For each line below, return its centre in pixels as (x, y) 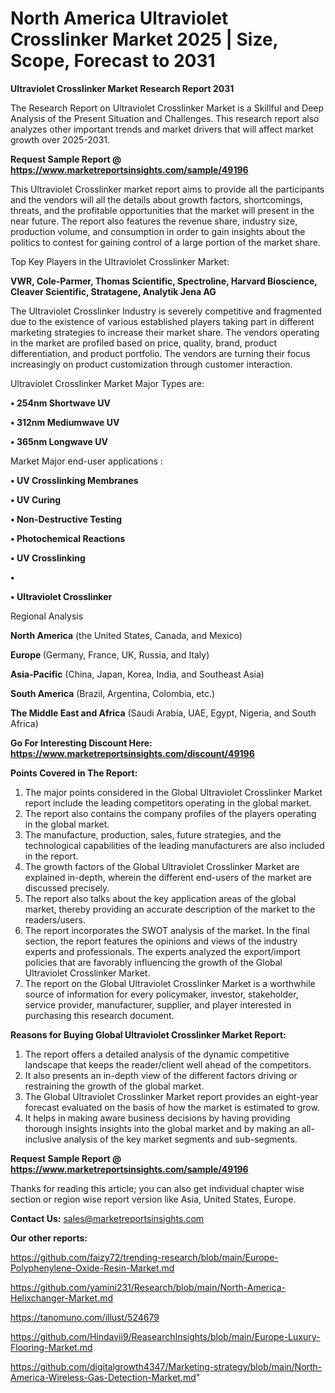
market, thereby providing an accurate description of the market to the (170, 909)
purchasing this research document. (99, 1015)
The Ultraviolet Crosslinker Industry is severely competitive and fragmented (166, 311)
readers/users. (55, 919)
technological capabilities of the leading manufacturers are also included (174, 845)
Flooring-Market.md (51, 1347)
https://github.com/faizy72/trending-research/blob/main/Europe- (144, 1257)
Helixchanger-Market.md (61, 1298)
